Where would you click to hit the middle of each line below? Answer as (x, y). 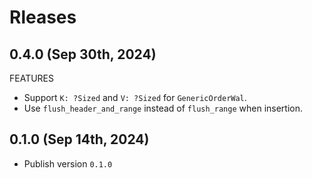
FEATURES (32, 78)
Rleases (43, 17)
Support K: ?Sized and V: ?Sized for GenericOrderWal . (135, 97)
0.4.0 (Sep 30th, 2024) (83, 54)
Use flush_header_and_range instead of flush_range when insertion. (163, 108)
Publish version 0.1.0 (68, 163)
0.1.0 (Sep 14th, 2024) (79, 139)
